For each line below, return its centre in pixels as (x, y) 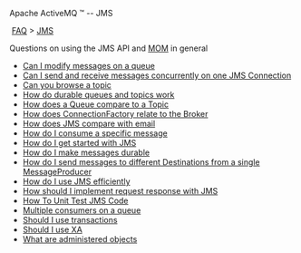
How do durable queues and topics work (98, 95)
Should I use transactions (70, 220)
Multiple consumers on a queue (82, 210)
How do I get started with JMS (79, 143)
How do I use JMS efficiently (76, 181)
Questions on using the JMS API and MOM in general (109, 48)
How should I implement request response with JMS (120, 191)
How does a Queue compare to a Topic (96, 104)
